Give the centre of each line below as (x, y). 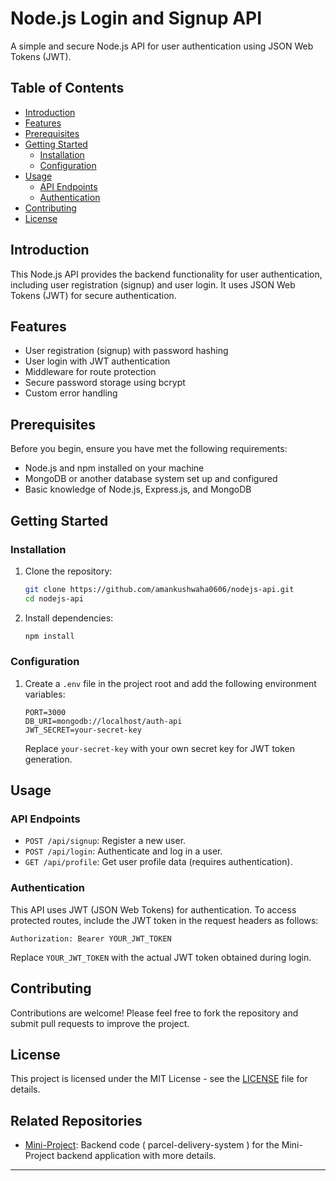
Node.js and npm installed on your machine (114, 468)
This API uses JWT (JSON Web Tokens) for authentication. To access (153, 909)
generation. (48, 759)
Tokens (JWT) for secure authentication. (93, 295)
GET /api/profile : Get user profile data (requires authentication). (158, 862)
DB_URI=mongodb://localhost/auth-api (103, 721)
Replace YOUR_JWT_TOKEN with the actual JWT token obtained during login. (161, 957)
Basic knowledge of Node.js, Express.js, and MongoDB (138, 489)
